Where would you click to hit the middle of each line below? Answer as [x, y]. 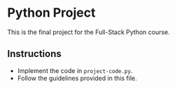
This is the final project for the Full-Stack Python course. [88, 32]
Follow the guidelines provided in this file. [77, 78]
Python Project [51, 13]
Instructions [34, 54]
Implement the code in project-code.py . [75, 70]
